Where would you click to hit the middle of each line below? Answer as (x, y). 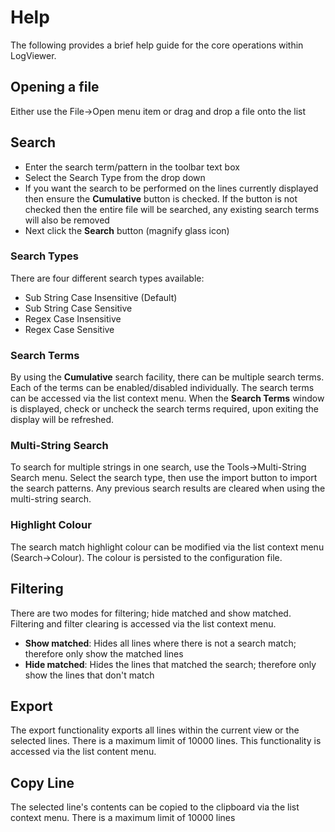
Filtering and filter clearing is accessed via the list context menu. (143, 623)
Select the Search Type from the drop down (115, 177)
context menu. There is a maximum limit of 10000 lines (123, 818)
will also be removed (67, 220)
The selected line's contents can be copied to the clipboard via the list (155, 807)
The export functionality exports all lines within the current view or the (155, 730)
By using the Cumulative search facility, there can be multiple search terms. (167, 377)
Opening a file (55, 87)
